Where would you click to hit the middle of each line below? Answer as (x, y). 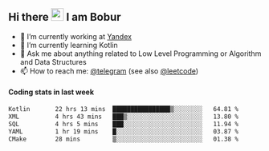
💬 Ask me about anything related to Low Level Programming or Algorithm (141, 54)
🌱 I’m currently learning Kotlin (69, 45)
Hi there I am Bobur (65, 17)
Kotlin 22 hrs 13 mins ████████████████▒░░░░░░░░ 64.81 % (124, 109)
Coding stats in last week (51, 92)
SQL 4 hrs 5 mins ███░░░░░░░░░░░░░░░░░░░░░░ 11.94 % (124, 124)
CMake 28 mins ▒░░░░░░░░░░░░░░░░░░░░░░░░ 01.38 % (124, 139)
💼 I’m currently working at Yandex (76, 36)
